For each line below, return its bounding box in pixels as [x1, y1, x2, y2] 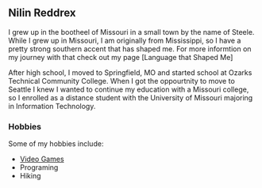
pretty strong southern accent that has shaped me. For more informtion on [8, 43, 252, 54]
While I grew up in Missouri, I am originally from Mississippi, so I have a [8, 36, 241, 45]
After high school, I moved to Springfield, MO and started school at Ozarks [8, 67, 252, 77]
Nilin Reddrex [8, 6, 76, 20]
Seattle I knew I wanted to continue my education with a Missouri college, [8, 85, 249, 94]
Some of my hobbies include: [8, 139, 104, 149]
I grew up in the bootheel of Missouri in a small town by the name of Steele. [8, 27, 255, 36]
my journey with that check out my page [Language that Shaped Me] [8, 52, 233, 62]
